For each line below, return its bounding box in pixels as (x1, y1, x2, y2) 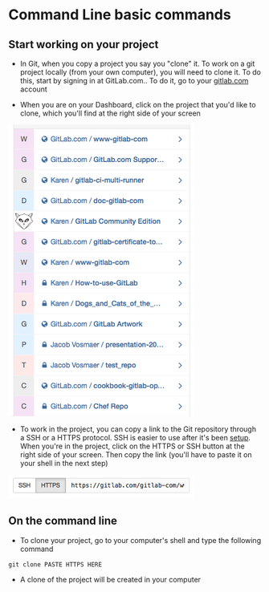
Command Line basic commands (8, 6, 231, 24)
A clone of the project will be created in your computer (19, 574, 202, 584)
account (19, 84, 48, 94)
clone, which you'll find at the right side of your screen (19, 108, 201, 118)
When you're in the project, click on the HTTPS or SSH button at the (19, 441, 245, 451)
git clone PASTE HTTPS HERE (8, 560, 103, 569)
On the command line (8, 514, 118, 528)
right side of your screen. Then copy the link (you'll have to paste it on (19, 450, 252, 459)
